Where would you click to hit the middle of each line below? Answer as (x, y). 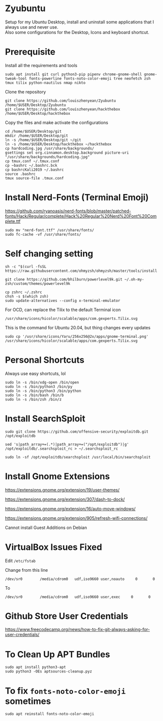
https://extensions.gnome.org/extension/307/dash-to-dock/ (65, 499)
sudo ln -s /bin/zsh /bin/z (33, 399)
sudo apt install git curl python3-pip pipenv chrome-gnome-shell (73, 74)
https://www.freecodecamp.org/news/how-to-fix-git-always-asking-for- (78, 630)
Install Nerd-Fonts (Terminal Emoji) (77, 198)
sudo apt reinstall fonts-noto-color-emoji (50, 714)
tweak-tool (16, 78)
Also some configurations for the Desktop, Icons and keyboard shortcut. (77, 32)
